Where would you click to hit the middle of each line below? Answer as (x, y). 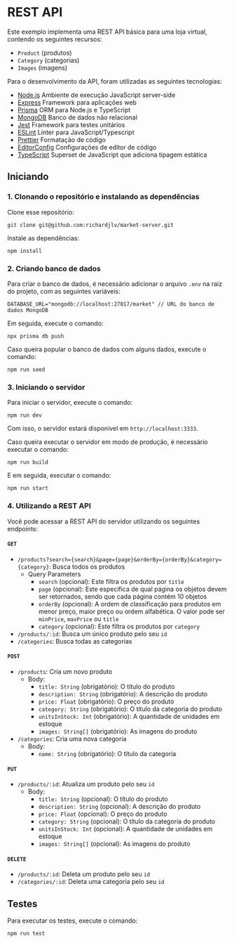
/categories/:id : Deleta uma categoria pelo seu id (91, 882)
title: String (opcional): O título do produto (103, 799)
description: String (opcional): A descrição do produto (119, 807)
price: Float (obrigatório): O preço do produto (106, 701)
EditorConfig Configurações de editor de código (87, 147)
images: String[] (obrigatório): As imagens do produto (118, 731)
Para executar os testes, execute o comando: (73, 921)
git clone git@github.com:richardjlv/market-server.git (90, 225)
